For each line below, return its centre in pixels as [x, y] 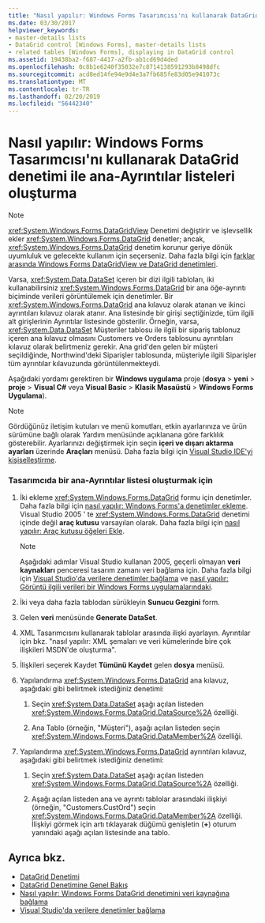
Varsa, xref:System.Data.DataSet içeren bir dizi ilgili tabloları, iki [111, 280]
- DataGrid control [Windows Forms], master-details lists [107, 45]
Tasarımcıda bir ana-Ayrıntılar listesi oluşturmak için [110, 480]
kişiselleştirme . [32, 460]
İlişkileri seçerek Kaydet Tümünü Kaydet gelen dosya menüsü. [122, 665]
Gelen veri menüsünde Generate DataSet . [88, 618]
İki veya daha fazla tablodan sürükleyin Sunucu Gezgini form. [120, 603]
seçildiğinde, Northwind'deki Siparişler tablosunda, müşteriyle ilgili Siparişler [132, 355]
